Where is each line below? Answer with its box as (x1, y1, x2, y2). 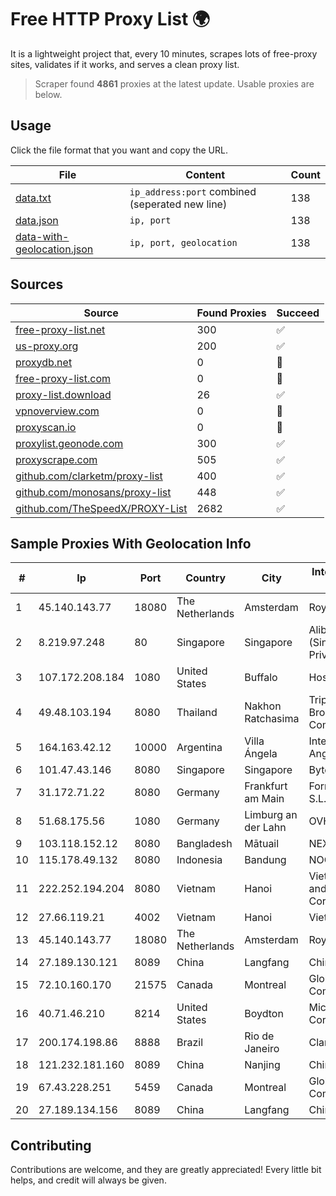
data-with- (15, 229, 70, 243)
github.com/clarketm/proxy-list (15, 469, 163, 483)
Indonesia (176, 853, 223, 867)
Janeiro (244, 1042, 280, 1056)
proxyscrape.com (15, 452, 98, 466)
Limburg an (244, 808, 298, 822)
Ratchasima (244, 712, 300, 726)
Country (185, 571, 227, 585)
